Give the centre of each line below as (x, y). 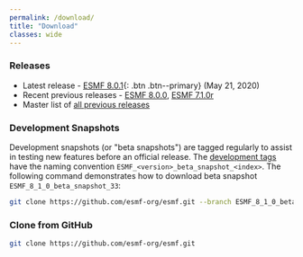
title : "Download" (44, 26)
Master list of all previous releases (86, 104)
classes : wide (36, 34)
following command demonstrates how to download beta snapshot (133, 175)
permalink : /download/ (52, 18)
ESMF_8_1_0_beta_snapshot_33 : (65, 185)
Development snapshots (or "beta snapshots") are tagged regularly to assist (151, 147)
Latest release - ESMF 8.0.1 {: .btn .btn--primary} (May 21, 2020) (141, 85)
